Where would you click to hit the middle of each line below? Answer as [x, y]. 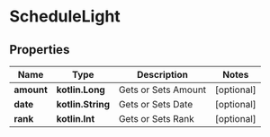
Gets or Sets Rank [157, 119]
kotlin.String [83, 104]
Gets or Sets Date [156, 104]
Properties [40, 50]
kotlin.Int [76, 119]
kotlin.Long [81, 90]
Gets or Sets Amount [162, 90]
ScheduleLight [65, 17]
